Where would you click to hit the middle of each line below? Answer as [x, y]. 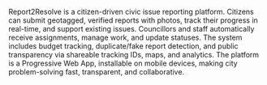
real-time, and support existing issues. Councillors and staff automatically [131, 29]
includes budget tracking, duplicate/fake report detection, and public [123, 46]
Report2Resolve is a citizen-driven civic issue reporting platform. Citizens [131, 12]
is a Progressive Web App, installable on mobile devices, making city [123, 63]
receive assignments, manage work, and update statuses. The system [125, 37]
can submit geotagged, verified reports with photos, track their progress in [133, 20]
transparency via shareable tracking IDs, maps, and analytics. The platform [134, 55]
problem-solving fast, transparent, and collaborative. [97, 72]
